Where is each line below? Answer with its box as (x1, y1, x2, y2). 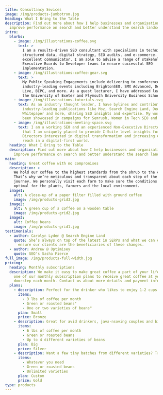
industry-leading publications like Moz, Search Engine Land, (22, 107, 151, 112)
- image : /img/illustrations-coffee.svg (14, 39, 97, 44)
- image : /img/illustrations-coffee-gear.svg (14, 71, 108, 75)
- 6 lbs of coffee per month (22, 328, 81, 333)
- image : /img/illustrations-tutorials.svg (14, 98, 103, 103)
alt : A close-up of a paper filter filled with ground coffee (14, 193, 142, 197)
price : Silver (17, 346, 47, 351)
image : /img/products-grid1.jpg (14, 224, 79, 229)
